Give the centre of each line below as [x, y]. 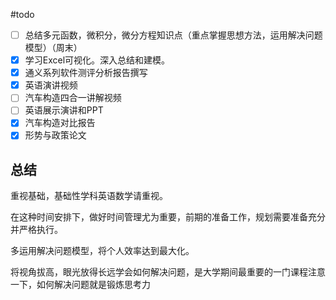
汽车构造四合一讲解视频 [73, 98]
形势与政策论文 [55, 135]
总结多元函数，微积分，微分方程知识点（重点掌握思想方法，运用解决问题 [173, 35]
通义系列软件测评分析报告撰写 [86, 73]
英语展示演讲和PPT [64, 110]
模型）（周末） [53, 48]
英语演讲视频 [51, 85]
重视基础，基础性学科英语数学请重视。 [89, 196]
